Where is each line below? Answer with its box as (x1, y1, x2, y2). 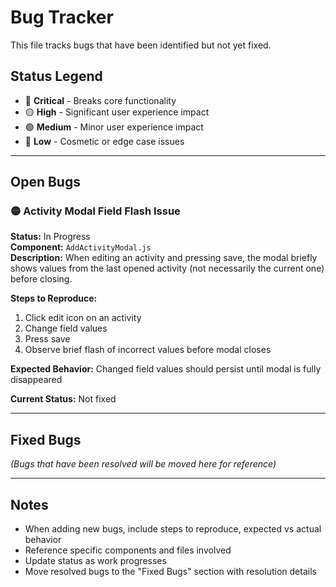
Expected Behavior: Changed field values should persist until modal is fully (10, 363, 322, 375)
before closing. (10, 273, 73, 285)
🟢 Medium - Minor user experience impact (24, 121, 204, 133)
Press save (24, 333, 71, 345)
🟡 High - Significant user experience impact (24, 106, 210, 118)
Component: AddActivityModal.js (10, 241, 152, 253)
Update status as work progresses (24, 555, 167, 567)
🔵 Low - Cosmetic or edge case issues (24, 135, 185, 147)
